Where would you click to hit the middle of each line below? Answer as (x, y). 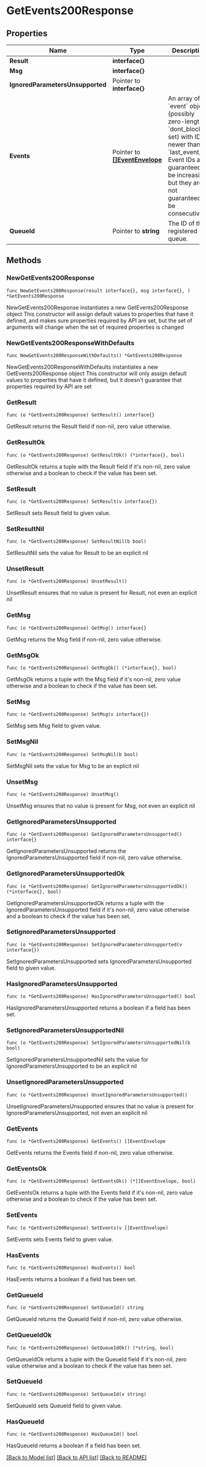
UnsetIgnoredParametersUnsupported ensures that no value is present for (100, 1106)
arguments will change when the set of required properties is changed (95, 327)
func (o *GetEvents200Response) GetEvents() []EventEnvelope (86, 1141)
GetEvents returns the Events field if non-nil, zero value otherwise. (90, 1153)
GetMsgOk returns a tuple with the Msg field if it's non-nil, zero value (93, 680)
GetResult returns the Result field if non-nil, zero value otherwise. (89, 426)
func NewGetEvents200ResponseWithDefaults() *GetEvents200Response (94, 355)
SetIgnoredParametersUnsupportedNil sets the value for (78, 1060)
